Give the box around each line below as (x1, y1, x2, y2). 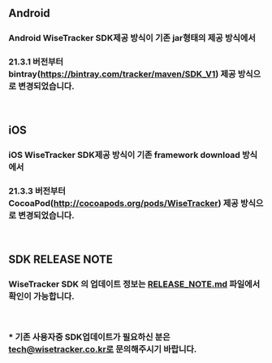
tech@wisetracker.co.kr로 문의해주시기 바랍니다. (8, 343, 197, 355)
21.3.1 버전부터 (8, 56, 63, 68)
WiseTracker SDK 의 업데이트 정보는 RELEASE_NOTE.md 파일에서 (8, 278, 261, 290)
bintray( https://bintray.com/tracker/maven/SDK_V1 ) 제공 (8, 68, 236, 80)
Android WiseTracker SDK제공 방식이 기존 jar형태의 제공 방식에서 (8, 33, 256, 44)
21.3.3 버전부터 (8, 185, 67, 196)
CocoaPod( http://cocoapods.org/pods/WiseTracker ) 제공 (8, 197, 240, 208)
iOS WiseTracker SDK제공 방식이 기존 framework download (8, 149, 241, 160)
